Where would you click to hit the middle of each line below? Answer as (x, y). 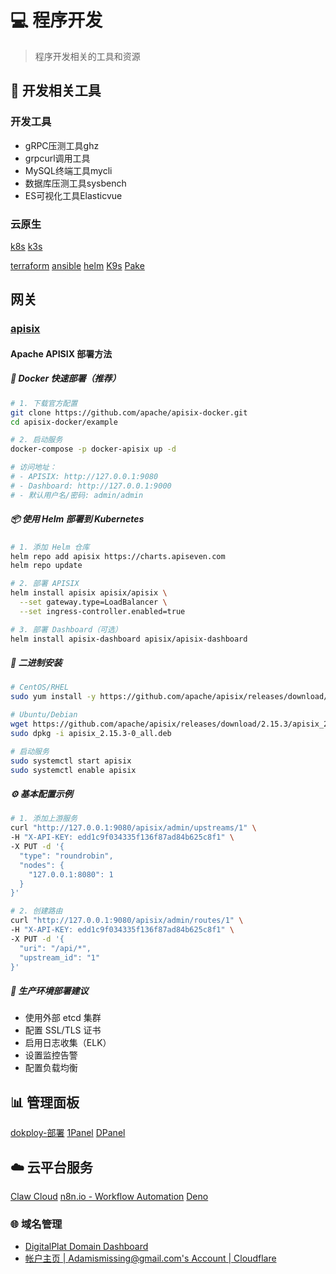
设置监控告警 (51, 1055)
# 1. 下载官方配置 (44, 403)
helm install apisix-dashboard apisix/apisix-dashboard (129, 639)
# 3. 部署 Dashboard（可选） (66, 629)
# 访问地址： (33, 467)
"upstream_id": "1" (60, 957)
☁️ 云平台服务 (51, 1167)
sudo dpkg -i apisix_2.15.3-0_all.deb (91, 733)
